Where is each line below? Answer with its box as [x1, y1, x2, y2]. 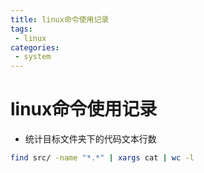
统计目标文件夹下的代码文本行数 [24, 133, 157, 145]
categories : [10, 42, 60, 53]
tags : [10, 24, 33, 34]
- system [14, 52, 52, 62]
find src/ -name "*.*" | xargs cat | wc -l [10, 153, 195, 163]
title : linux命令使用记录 [10, 14, 110, 25]
